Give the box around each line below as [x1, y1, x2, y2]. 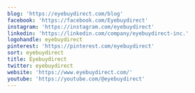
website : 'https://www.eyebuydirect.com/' [7, 69, 133, 76]
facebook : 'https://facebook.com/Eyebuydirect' [7, 17, 149, 24]
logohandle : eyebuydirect [7, 36, 82, 43]
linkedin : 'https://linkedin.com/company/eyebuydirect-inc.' [7, 29, 189, 37]
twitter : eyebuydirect [7, 62, 73, 69]
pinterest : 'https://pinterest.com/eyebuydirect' [7, 43, 155, 50]
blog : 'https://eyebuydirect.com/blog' [7, 10, 124, 17]
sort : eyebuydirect [7, 50, 64, 57]
